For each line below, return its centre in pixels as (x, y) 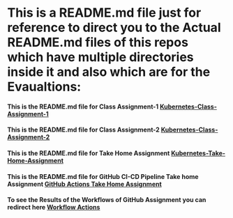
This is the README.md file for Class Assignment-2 (84, 130)
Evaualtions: (44, 87)
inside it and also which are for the (109, 72)
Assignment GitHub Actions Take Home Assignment (84, 184)
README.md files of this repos (98, 42)
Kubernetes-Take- (198, 153)
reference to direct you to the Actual (114, 28)
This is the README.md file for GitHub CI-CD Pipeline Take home (103, 176)
